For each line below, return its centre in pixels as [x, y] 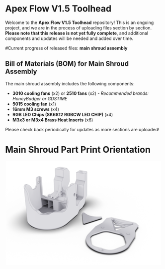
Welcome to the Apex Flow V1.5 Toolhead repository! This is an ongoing [80, 22]
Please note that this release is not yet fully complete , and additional [77, 33]
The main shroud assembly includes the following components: [70, 83]
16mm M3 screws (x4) [36, 109]
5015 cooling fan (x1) [34, 104]
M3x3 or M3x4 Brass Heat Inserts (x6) [53, 120]
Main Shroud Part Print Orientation [78, 149]
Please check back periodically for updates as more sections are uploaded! [82, 129]
